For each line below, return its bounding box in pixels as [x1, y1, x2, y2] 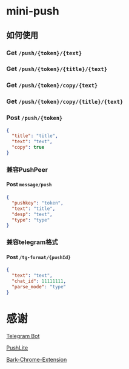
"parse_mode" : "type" [12, 284, 67, 290]
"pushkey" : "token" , [12, 200, 64, 206]
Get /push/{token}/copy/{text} [6, 81, 98, 89]
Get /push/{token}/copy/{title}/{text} [6, 97, 124, 106]
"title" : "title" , [12, 133, 59, 139]
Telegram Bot [6, 332, 40, 339]
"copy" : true [12, 144, 45, 151]
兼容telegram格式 [6, 238, 59, 246]
